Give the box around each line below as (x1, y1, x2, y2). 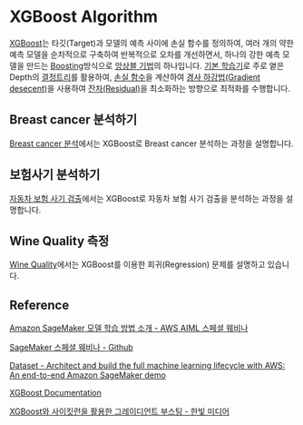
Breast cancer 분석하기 (9, 112, 138, 128)
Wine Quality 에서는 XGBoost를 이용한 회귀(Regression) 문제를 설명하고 (9, 259, 266, 270)
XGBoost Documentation (9, 388, 102, 399)
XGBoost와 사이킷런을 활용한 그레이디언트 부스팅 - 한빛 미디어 (9, 406, 230, 417)
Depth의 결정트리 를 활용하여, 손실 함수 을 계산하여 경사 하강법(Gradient (9, 71, 261, 83)
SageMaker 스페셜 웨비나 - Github (9, 342, 133, 353)
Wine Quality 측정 (9, 233, 110, 249)
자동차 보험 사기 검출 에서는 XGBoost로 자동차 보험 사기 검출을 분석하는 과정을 (9, 193, 284, 203)
